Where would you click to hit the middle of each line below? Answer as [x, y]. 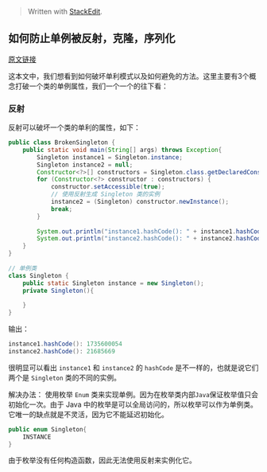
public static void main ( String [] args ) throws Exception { [122, 150]
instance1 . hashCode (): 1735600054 [66, 344]
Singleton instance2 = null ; [85, 165]
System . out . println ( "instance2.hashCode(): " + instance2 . [137, 239]
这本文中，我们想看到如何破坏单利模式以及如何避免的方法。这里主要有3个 [129, 76]
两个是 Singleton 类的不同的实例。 [65, 377]
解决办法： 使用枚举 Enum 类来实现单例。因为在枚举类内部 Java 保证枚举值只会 [133, 394]
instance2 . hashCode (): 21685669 [62, 351]
